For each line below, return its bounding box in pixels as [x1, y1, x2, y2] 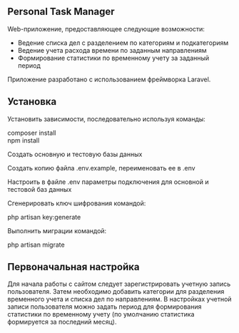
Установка [7, 96, 57, 108]
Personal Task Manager [7, 6, 116, 18]
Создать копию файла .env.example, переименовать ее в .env [7, 163, 195, 172]
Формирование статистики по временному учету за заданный [17, 53, 210, 62]
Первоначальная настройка [7, 261, 140, 273]
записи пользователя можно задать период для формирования [7, 302, 202, 311]
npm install [7, 135, 40, 145]
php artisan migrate [7, 240, 66, 249]
